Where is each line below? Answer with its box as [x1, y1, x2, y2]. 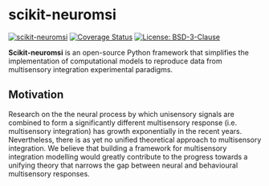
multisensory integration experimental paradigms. [8, 64, 173, 74]
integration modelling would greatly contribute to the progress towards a [8, 152, 248, 161]
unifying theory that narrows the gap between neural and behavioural [8, 160, 238, 170]
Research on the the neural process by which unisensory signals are [8, 109, 234, 119]
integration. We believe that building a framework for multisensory [8, 143, 227, 153]
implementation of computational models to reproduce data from [8, 56, 222, 66]
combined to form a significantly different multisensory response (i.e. [8, 118, 238, 127]
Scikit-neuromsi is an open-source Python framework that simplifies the [8, 47, 249, 57]
